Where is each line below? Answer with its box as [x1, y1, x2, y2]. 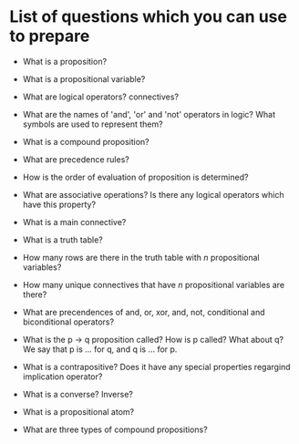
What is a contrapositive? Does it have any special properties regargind [22, 361, 291, 372]
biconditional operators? [22, 316, 115, 327]
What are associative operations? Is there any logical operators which [22, 189, 284, 200]
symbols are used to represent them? [22, 119, 163, 129]
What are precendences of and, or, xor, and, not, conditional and [22, 306, 266, 317]
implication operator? [22, 371, 103, 382]
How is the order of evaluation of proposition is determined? [22, 171, 249, 182]
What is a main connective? [22, 216, 127, 227]
